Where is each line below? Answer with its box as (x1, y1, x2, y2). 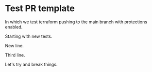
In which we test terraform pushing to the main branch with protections (5, 19, 147, 25)
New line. (5, 43, 24, 48)
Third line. (5, 52, 25, 58)
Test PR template (5, 3, 75, 14)
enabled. (5, 24, 23, 29)
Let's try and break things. (5, 61, 58, 67)
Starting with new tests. (5, 33, 52, 39)
